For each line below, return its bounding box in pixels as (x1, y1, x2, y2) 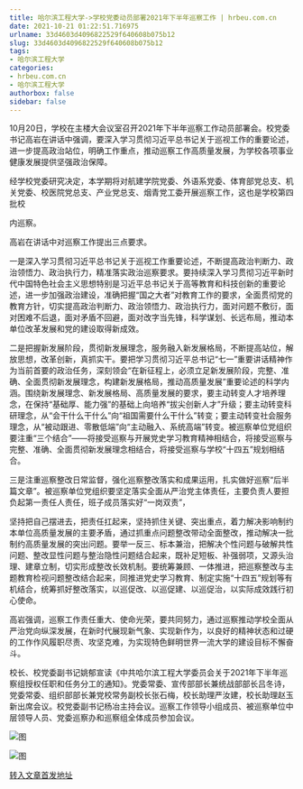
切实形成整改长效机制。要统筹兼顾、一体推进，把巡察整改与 (64, 561, 286, 573)
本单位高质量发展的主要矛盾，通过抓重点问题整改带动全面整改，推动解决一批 (9, 528, 294, 538)
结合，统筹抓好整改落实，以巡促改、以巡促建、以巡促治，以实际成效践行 (16, 583, 286, 595)
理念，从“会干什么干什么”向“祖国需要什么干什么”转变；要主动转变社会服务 (16, 410, 292, 421)
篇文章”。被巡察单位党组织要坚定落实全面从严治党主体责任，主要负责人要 (9, 486, 282, 497)
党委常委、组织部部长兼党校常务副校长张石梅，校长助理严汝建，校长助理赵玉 (9, 690, 294, 701)
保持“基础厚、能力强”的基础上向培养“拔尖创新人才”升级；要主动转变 (32, 399, 284, 410)
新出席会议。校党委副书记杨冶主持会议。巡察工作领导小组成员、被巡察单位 (9, 701, 286, 712)
